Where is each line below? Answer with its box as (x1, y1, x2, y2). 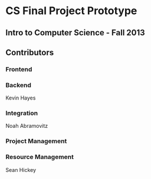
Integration (5, 109, 38, 117)
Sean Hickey (5, 166, 37, 173)
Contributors (5, 47, 54, 57)
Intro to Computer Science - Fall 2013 (5, 28, 145, 38)
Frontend (5, 65, 32, 73)
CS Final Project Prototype (5, 4, 137, 18)
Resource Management (5, 153, 74, 161)
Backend (5, 81, 32, 89)
